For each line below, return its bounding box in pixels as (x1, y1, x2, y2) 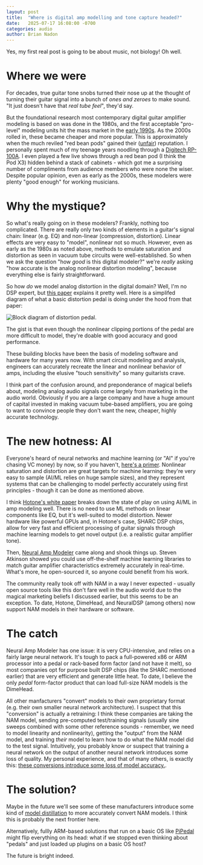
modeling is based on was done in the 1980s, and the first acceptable (6, 121, 179, 128)
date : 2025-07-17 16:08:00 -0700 (6, 20, 96, 26)
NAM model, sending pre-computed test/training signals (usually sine (6, 716, 179, 724)
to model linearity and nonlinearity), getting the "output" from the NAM (6, 729, 182, 737)
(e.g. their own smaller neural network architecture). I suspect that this (6, 703, 181, 711)
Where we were (6, 69, 86, 83)
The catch (6, 627, 59, 641)
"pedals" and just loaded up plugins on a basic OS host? (6, 840, 146, 847)
